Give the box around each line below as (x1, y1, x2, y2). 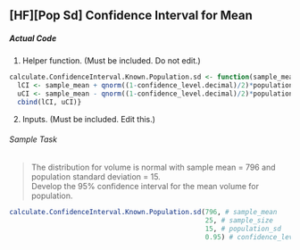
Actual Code (9, 32, 57, 44)
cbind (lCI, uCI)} (17, 97, 82, 106)
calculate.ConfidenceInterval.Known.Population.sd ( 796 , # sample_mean (9, 208, 278, 217)
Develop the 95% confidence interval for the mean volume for (30, 181, 259, 192)
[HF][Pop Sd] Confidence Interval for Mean (9, 8, 253, 23)
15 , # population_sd (204, 224, 281, 233)
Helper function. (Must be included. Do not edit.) (21, 55, 201, 66)
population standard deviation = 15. (30, 171, 161, 182)
